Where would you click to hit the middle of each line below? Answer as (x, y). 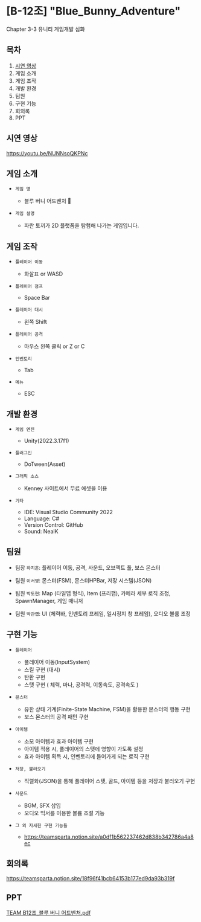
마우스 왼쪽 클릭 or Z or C (54, 346)
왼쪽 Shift (35, 322)
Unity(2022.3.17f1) (46, 441)
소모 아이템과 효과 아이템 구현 (59, 741)
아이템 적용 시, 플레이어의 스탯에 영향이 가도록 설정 (84, 749)
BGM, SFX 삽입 (43, 805)
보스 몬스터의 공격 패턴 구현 (56, 717)
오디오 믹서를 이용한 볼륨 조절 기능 (64, 813)
